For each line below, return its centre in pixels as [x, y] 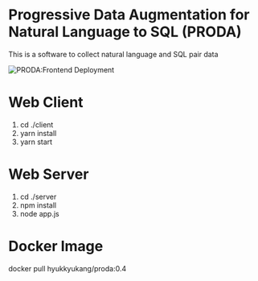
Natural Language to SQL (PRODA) [125, 32]
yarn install [38, 133]
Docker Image [56, 246]
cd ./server [38, 196]
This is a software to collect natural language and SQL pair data [113, 54]
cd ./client [37, 124]
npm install [38, 205]
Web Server [49, 174]
